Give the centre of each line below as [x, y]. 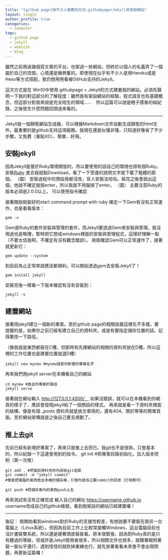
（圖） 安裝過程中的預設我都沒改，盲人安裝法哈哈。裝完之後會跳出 [83, 179]
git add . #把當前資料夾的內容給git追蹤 [43, 470]
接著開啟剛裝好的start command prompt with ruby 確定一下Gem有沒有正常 [82, 202]
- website [20, 47]
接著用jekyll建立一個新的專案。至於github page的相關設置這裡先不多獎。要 [82, 324]
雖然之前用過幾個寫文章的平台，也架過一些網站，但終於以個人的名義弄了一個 [84, 66]
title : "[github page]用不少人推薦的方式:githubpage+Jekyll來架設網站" [76, 10]
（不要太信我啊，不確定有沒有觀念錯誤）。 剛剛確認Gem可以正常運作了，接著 [84, 240]
